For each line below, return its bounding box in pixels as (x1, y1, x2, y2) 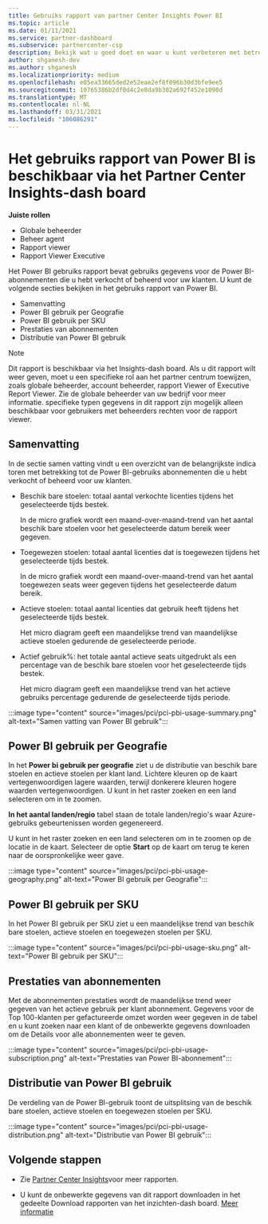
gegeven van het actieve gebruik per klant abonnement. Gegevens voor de (8, 1004, 254, 1013)
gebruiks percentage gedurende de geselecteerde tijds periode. (19, 692, 231, 702)
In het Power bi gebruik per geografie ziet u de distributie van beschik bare (8, 761, 258, 770)
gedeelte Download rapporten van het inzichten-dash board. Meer (19, 1198, 238, 1208)
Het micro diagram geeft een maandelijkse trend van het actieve (19, 683, 231, 694)
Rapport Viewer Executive (19, 250, 105, 260)
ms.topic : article (8, 19, 69, 27)
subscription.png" (8, 1053, 68, 1063)
